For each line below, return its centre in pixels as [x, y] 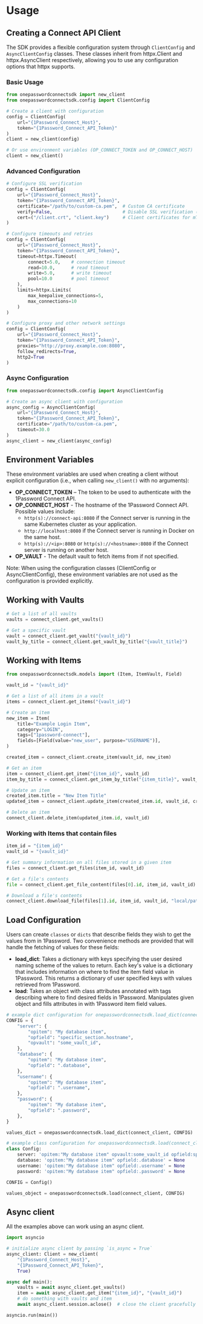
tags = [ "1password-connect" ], [54, 735]
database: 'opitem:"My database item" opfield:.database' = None [101, 1160]
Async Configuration [38, 378]
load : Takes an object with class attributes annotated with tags [93, 991]
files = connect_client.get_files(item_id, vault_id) [76, 868]
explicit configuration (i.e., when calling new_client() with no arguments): [98, 481]
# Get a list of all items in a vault [55, 696]
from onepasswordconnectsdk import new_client [66, 95]
